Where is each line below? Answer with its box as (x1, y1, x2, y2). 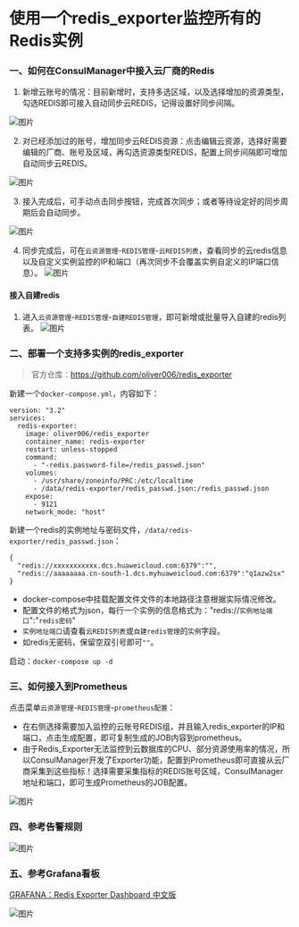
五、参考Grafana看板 (9, 867, 100, 880)
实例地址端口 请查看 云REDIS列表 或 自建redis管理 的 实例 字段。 (21, 625, 225, 636)
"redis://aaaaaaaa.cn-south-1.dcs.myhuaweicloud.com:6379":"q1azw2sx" (17, 569, 286, 577)
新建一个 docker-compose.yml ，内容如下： (9, 388, 160, 399)
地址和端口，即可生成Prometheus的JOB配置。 (21, 777, 193, 788)
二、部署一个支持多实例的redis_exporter (9, 347, 185, 359)
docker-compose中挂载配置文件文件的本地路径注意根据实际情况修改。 (21, 594, 281, 604)
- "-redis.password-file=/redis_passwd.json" (32, 460, 205, 469)
